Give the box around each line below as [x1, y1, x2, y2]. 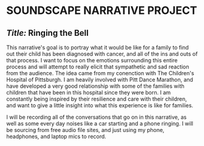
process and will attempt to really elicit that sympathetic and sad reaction [6, 63, 189, 70]
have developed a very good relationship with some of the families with [6, 82, 185, 90]
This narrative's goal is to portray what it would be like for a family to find [6, 44, 189, 51]
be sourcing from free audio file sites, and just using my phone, [6, 127, 165, 133]
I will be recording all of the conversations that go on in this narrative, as [6, 113, 187, 121]
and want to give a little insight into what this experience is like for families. [6, 102, 194, 109]
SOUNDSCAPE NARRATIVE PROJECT [6, 4, 197, 18]
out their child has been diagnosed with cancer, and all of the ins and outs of [6, 50, 198, 58]
